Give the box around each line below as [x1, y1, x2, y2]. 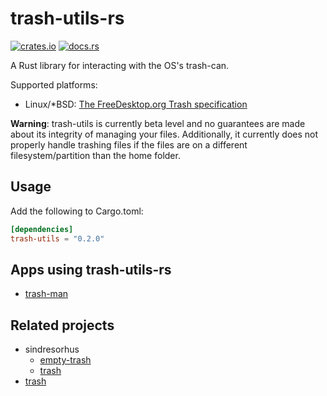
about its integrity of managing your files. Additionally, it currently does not [10, 128, 319, 140]
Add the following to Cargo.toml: [10, 205, 144, 217]
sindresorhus [24, 343, 80, 356]
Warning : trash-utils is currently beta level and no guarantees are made [10, 117, 306, 129]
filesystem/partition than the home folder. [10, 149, 181, 161]
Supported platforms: [10, 78, 98, 91]
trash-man [24, 288, 69, 300]
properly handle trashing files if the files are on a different [10, 138, 248, 151]
